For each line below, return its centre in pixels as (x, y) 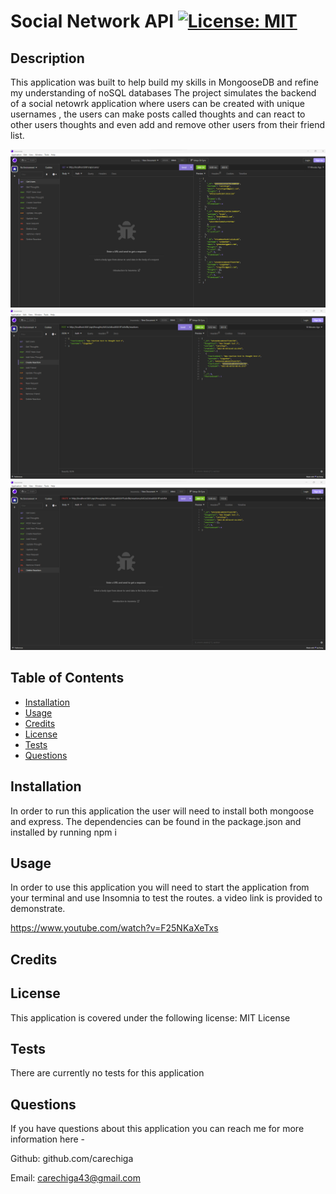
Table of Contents (67, 678)
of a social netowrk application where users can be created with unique (157, 103)
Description (47, 58)
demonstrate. (38, 909)
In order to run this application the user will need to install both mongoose (162, 811)
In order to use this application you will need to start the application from (160, 887)
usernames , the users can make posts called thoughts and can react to (158, 114)
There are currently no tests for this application (107, 1073)
